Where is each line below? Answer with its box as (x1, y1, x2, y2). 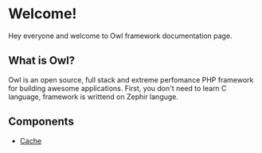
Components (8, 115, 74, 128)
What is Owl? (8, 54, 76, 67)
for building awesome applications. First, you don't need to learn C (8, 83, 227, 93)
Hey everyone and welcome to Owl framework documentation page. (8, 31, 233, 40)
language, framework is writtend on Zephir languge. (8, 92, 179, 101)
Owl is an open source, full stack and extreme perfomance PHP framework (8, 75, 254, 84)
